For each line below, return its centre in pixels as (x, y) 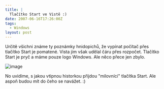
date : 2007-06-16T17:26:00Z (34, 19)
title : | (14, 10)
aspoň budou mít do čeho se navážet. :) (45, 81)
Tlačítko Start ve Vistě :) (38, 14)
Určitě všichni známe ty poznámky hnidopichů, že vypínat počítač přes (77, 46)
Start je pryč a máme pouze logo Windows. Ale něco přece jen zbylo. (75, 57)
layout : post (18, 32)
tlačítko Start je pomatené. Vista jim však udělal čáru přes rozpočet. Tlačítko (82, 52)
